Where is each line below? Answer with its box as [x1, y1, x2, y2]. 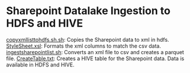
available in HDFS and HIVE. [6, 61, 75, 68]
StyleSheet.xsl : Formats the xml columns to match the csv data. [6, 42, 162, 49]
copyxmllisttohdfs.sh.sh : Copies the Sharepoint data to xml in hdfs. [6, 36, 170, 43]
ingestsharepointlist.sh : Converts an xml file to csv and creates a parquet [6, 48, 185, 55]
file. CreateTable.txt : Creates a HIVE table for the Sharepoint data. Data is [6, 55, 185, 62]
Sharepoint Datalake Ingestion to [6, 4, 170, 18]
